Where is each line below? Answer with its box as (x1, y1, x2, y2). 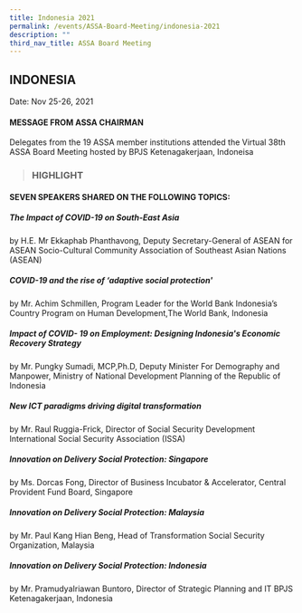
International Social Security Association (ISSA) (9, 433, 186, 444)
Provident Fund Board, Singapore (9, 486, 134, 497)
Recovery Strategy (9, 338, 81, 349)
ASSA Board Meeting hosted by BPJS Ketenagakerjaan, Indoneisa (9, 147, 254, 158)
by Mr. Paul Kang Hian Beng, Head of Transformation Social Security (9, 530, 265, 541)
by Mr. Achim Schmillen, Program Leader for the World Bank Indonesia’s (9, 298, 278, 309)
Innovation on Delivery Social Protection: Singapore (9, 454, 209, 465)
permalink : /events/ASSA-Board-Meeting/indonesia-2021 (9, 22, 221, 31)
